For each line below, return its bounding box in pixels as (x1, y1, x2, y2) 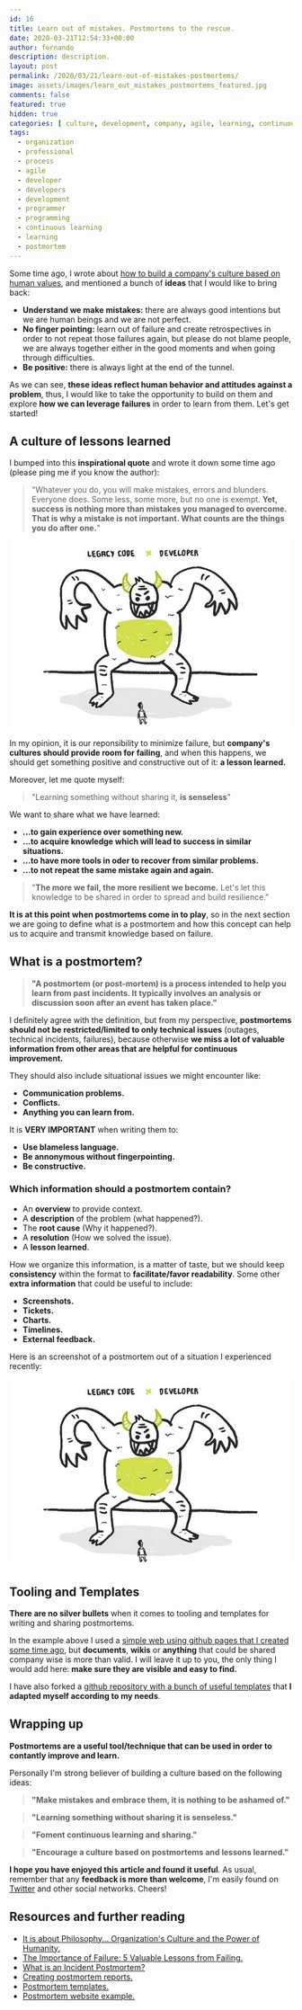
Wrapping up (9, 1717, 84, 1732)
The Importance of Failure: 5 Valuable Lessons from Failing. (22, 1952, 244, 1963)
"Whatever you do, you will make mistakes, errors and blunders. (31, 485, 269, 495)
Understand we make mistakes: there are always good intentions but (22, 304, 281, 315)
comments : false (9, 90, 70, 99)
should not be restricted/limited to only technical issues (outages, (9, 1024, 260, 1035)
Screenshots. (22, 1295, 75, 1306)
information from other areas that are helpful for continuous (9, 1043, 238, 1054)
